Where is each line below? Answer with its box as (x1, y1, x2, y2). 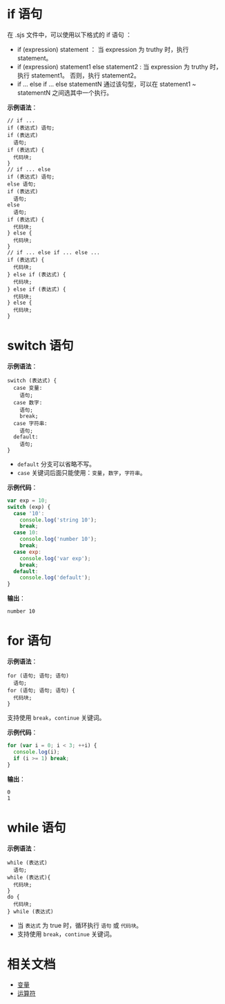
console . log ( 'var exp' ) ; (19, 555, 91, 562)
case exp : (13, 548, 41, 555)
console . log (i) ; (13, 748, 60, 755)
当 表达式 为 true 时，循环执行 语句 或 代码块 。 (17, 921, 143, 929)
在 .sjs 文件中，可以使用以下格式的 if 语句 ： (7, 30, 133, 39)
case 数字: (13, 399, 43, 406)
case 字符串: (13, 420, 48, 427)
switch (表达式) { (7, 377, 57, 384)
